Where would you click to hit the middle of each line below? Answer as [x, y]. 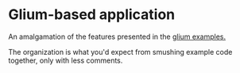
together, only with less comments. [66, 60]
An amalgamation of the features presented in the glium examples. [117, 36]
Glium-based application [92, 15]
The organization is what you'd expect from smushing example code [120, 52]
